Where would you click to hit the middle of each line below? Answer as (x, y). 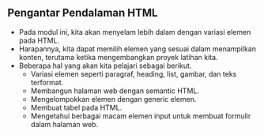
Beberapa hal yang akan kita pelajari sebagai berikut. (105, 66)
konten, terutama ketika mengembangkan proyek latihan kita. (118, 57)
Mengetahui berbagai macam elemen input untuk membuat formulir (141, 116)
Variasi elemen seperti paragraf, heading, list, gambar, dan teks (134, 73)
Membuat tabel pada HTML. (76, 107)
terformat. (47, 82)
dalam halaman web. (64, 124)
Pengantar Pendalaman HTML (83, 13)
